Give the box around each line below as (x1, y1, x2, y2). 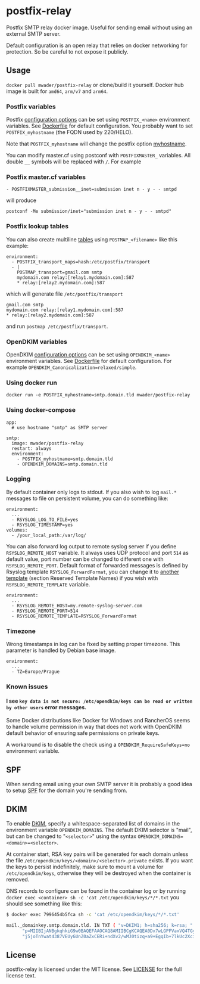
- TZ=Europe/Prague (11, 669, 60, 675)
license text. (6, 972, 36, 979)
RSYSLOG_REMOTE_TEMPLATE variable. (6, 581, 90, 588)
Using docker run (6, 378, 58, 387)
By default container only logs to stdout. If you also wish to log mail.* (6, 488, 177, 495)
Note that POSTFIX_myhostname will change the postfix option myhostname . (6, 140, 187, 147)
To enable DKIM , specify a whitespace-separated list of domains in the (6, 820, 180, 827)
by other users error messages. (6, 703, 87, 710)
